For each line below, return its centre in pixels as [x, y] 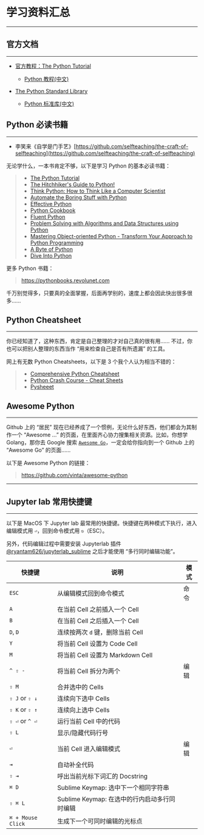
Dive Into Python [51, 255]
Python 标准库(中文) [49, 104]
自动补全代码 [76, 765]
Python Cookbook [53, 210]
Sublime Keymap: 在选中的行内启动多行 [113, 799]
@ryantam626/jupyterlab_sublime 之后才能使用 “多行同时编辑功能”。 [92, 551]
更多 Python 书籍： [30, 268]
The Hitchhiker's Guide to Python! [73, 184]
